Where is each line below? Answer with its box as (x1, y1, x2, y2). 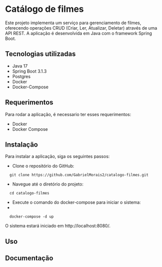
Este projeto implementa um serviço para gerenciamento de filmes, (5, 20, 141, 26)
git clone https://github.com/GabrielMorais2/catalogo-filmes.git (9, 173, 149, 178)
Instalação (5, 140, 38, 149)
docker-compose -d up (9, 214, 54, 219)
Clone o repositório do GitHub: (12, 163, 75, 169)
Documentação (5, 254, 53, 263)
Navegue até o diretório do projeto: (12, 181, 84, 187)
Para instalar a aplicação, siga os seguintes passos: (5, 153, 110, 159)
